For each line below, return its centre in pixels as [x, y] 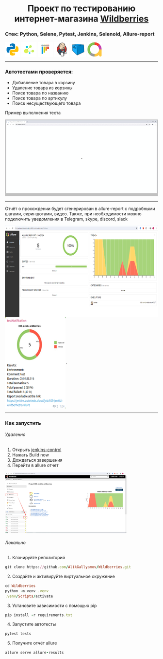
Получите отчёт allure [34, 643]
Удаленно [15, 434]
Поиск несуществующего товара [46, 103]
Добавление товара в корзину [43, 82]
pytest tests [18, 634]
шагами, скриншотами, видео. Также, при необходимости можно [73, 214]
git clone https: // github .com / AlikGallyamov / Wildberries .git [68, 567]
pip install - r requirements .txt [39, 615]
